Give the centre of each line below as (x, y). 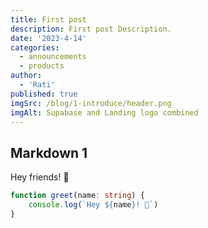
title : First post (48, 19)
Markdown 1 (49, 152)
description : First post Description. (91, 29)
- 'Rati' (37, 85)
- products (42, 66)
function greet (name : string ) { (77, 196)
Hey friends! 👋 (40, 177)
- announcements (53, 57)
